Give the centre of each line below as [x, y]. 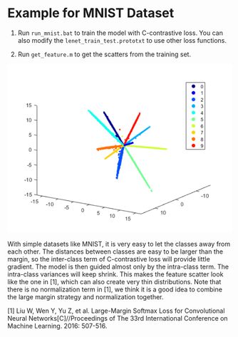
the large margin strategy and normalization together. [86, 296]
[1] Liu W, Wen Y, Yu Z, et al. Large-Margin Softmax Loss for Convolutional [116, 311]
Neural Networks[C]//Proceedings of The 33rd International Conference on [118, 318]
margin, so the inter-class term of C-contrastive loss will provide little [109, 259]
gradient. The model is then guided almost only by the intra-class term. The [118, 266]
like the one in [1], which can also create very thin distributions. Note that [114, 281]
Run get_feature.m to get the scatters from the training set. [104, 54]
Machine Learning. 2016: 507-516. [57, 326]
